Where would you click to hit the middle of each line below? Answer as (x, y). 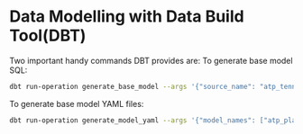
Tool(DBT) (48, 36)
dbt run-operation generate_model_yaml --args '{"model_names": (133, 120)
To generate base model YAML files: (77, 103)
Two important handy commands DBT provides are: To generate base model (151, 60)
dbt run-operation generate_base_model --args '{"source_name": (133, 86)
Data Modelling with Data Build (127, 17)
